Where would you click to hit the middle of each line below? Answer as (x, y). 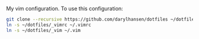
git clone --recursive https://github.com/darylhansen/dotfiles (87, 19)
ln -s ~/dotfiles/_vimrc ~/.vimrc (49, 25)
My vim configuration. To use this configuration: (65, 9)
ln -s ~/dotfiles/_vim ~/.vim (44, 30)
